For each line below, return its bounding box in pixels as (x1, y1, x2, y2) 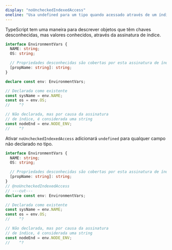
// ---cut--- (5, 188, 33, 193)
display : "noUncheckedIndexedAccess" (5, 7, 86, 13)
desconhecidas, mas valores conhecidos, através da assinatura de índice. (5, 32, 161, 38)
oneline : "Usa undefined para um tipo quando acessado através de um (5, 12, 157, 17)
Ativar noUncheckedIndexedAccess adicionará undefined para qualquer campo (5, 135, 166, 141)
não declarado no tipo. (5, 141, 53, 147)
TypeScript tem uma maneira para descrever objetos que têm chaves (5, 26, 151, 32)
